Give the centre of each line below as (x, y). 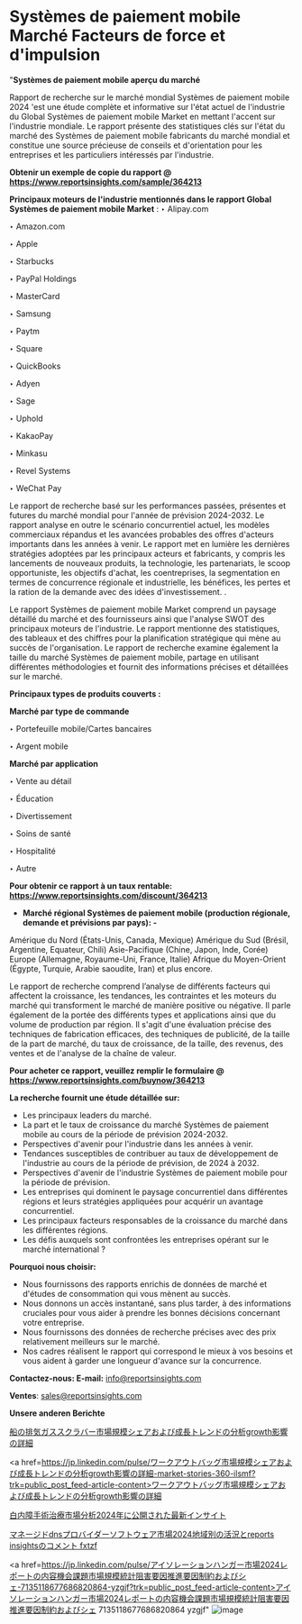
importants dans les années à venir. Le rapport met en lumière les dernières (150, 543)
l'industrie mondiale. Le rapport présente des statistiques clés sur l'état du (147, 126)
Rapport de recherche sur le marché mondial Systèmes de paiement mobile (150, 97)
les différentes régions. (65, 1230)
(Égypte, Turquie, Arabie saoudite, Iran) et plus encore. (111, 968)
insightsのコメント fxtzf (53, 1545)
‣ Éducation (32, 798)
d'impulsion (55, 55)
